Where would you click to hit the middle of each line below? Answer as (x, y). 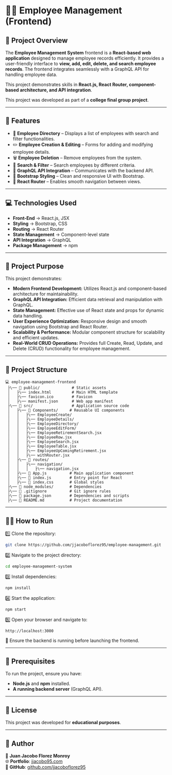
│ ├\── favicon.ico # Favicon (50, 397)
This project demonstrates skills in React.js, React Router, (67, 85)
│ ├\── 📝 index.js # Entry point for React (65, 478)
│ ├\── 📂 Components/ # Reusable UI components (66, 411)
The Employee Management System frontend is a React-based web (78, 53)
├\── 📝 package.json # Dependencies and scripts (68, 496)
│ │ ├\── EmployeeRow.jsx (40, 437)
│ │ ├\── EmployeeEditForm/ (42, 429)
